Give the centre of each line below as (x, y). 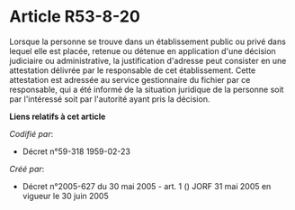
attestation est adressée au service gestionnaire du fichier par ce (130, 79)
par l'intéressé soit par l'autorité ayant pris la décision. (110, 99)
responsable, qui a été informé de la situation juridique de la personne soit (147, 89)
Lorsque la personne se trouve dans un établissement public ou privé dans (147, 41)
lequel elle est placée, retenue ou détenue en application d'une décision (143, 50)
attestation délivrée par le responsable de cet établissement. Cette (133, 70)
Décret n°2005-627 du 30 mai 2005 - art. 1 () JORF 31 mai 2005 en (147, 186)
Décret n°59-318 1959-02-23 (76, 151)
